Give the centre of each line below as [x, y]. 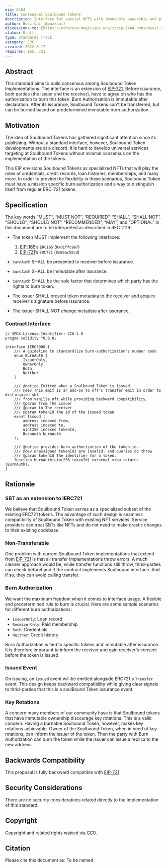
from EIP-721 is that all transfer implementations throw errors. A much [77, 559]
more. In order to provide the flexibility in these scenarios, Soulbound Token [83, 179]
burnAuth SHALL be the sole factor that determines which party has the [85, 281]
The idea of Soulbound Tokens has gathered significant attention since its [81, 138]
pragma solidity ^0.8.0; [31, 339]
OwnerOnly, [34, 364]
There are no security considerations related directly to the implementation [82, 800]
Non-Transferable [27, 543]
